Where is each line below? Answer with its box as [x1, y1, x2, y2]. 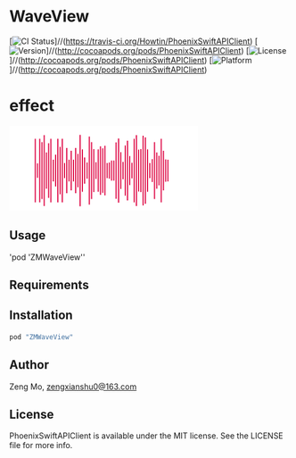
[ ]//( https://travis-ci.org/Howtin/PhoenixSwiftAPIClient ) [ [9, 36, 259, 46]
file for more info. [9, 440, 73, 451]
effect [9, 96, 55, 116]
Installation [9, 308, 73, 323]
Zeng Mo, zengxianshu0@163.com [9, 381, 137, 392]
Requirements [9, 278, 89, 293]
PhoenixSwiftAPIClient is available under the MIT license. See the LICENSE [9, 430, 284, 441]
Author [9, 357, 49, 372]
